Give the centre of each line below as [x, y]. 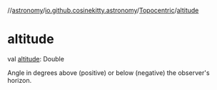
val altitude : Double [36, 59]
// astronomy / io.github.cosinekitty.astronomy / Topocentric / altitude [103, 10]
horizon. [20, 80]
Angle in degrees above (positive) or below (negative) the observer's [108, 72]
